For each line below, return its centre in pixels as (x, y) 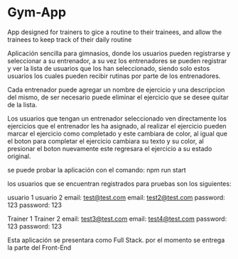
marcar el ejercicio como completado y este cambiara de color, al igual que (117, 133)
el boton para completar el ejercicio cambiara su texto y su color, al (106, 141)
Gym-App (37, 12)
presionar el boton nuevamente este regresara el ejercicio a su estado (110, 148)
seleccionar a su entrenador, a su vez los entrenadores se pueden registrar (117, 60)
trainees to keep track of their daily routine (70, 39)
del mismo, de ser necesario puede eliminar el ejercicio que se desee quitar (118, 97)
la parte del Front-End (39, 247)
